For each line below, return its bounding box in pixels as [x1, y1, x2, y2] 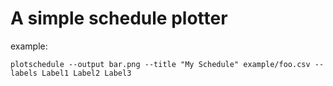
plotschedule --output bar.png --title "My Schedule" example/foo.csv [10, 59, 311, 69]
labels [10, 68, 38, 78]
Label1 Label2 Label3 [41, 68, 132, 78]
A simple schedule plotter [10, 7, 228, 30]
